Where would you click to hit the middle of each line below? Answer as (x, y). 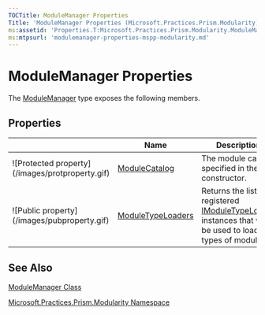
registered (220, 200)
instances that (227, 220)
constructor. (224, 178)
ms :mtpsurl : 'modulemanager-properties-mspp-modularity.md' (109, 37)
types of (216, 240)
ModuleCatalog (146, 168)
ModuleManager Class (45, 287)
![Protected (33, 163)
